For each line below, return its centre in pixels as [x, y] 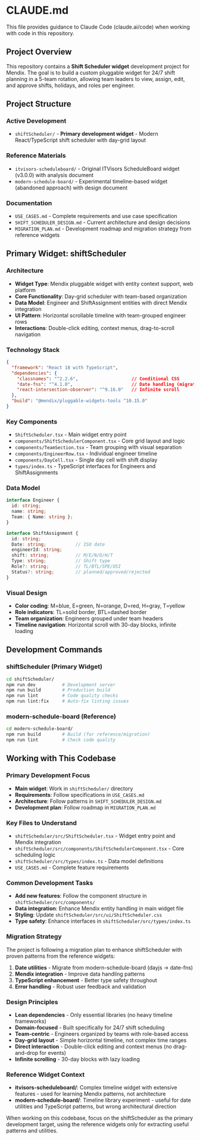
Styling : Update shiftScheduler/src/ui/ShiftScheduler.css [88, 915]
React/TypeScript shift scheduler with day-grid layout [80, 140]
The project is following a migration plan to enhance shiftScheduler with [94, 949]
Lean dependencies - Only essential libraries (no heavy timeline [93, 1015]
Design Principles [32, 1002]
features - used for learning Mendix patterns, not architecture [90, 1094]
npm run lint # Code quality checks [62, 696]
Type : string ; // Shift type [61, 561]
